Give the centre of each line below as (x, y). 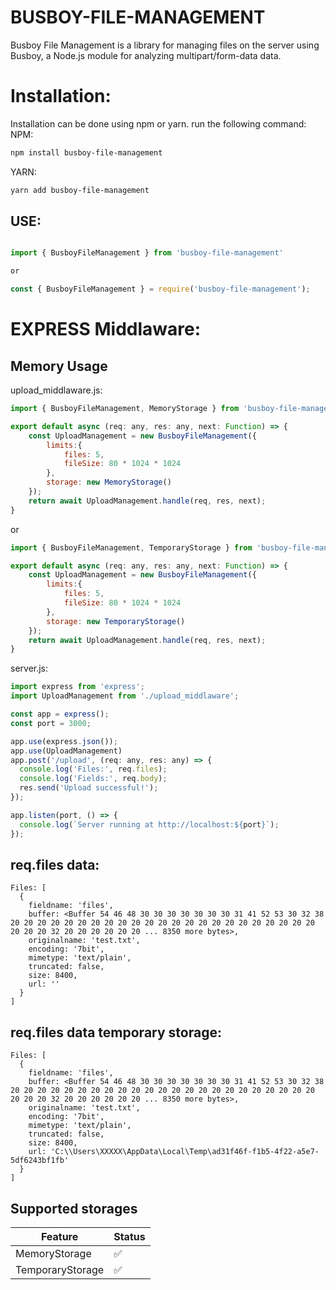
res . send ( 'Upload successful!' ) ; (89, 788)
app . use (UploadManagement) (66, 751)
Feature (59, 1236)
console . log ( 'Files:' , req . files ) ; (93, 769)
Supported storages (74, 1208)
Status (129, 1236)
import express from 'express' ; (77, 687)
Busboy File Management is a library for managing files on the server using (165, 45)
